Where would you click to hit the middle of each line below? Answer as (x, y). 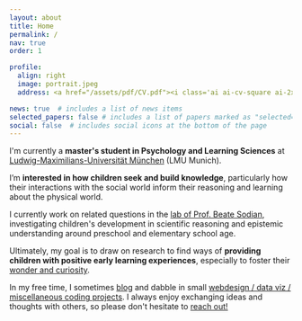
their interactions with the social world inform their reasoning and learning (146, 187)
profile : (26, 67)
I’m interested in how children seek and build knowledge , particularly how (149, 178)
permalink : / (34, 34)
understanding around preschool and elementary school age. (123, 234)
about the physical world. (56, 197)
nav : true (28, 43)
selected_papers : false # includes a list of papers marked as (130, 117)
